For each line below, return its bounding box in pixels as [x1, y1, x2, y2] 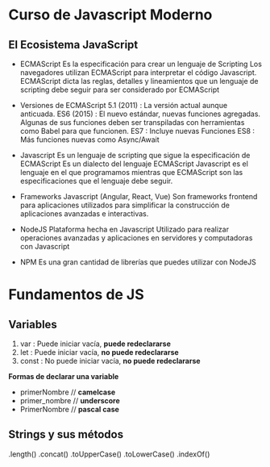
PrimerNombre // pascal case [19, 405, 119, 414]
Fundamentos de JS [8, 286, 145, 304]
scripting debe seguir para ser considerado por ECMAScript [19, 85, 220, 94]
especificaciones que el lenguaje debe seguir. [19, 176, 173, 186]
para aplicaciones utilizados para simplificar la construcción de [19, 200, 231, 210]
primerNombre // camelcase [19, 387, 116, 397]
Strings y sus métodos [8, 427, 123, 441]
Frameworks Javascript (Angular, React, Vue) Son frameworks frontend [19, 192, 258, 201]
